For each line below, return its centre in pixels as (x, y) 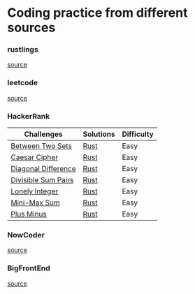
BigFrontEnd (29, 268)
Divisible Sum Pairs (42, 180)
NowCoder (26, 235)
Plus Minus (29, 214)
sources (31, 28)
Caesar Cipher (34, 157)
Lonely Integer (34, 191)
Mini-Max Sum (36, 203)
